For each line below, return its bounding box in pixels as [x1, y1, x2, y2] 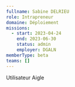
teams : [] [6, 58, 30, 63]
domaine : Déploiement [6, 19, 59, 25]
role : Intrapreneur [6, 14, 54, 20]
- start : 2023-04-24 [11, 31, 62, 36]
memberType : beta [6, 52, 49, 58]
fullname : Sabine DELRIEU [6, 8, 69, 15]
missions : [6, 25, 30, 31]
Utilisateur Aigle [6, 74, 45, 81]
